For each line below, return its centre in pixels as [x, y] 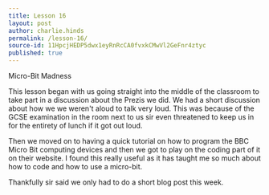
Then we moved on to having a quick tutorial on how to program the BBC [128, 141]
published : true [35, 53]
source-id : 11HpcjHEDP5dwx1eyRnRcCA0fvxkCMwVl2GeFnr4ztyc [107, 46]
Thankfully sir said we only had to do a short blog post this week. [116, 182]
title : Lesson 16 [37, 16]
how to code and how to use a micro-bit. [75, 167]
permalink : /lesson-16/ [48, 38]
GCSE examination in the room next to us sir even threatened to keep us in [131, 117]
